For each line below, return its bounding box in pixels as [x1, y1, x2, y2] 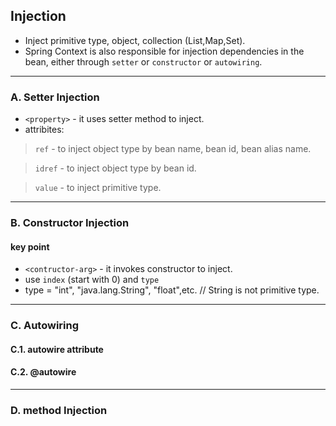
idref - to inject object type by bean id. [34, 162, 197, 174]
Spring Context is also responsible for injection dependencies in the [24, 45, 305, 57]
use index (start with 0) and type [24, 274, 160, 286]
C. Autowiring [10, 319, 80, 333]
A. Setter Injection [10, 90, 100, 104]
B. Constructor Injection [10, 216, 130, 230]
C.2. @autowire [10, 366, 77, 378]
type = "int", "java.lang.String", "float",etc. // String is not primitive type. [24, 284, 320, 296]
